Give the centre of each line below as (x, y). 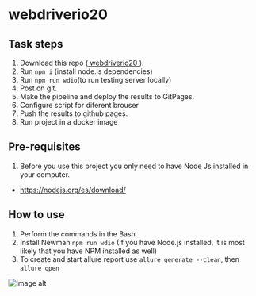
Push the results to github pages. (74, 113)
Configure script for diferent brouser (79, 105)
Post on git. (38, 88)
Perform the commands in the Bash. (78, 234)
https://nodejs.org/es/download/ (73, 190)
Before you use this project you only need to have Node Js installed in (134, 166)
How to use (36, 215)
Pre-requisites (44, 147)
